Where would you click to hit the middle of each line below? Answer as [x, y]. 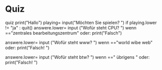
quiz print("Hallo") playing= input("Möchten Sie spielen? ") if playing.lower [81, 23]
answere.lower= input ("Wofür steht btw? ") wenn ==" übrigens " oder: [78, 57]
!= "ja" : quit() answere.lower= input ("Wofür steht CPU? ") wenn [71, 27]
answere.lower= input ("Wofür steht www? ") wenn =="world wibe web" [79, 42]
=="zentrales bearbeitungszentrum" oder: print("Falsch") [64, 33]
